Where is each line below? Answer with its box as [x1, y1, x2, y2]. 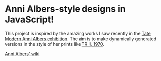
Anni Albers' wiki [5, 51, 40, 57]
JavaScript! [5, 14, 54, 25]
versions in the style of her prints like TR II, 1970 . [5, 41, 104, 47]
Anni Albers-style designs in [5, 3, 126, 15]
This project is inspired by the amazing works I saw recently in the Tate [5, 30, 151, 36]
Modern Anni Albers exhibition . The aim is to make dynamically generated [5, 36, 157, 42]
